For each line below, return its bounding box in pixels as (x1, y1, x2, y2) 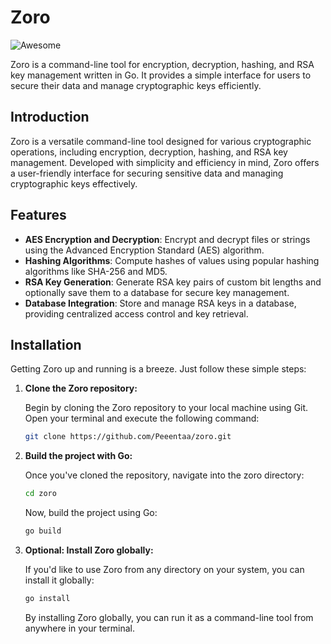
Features (10, 207, 67, 224)
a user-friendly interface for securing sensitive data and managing (10, 167, 284, 179)
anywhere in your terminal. (24, 622, 136, 634)
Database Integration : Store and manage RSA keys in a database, (24, 297, 297, 309)
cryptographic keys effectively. (10, 177, 138, 190)
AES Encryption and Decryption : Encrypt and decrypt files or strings (24, 233, 311, 245)
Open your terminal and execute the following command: (24, 412, 260, 425)
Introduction (10, 109, 90, 126)
